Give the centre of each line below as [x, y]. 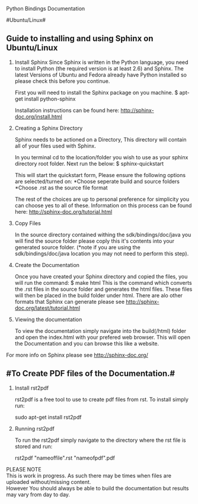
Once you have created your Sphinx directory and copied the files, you [101, 276]
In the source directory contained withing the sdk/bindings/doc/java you [103, 235]
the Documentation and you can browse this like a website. [87, 344]
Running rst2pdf [34, 428]
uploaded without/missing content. [49, 481]
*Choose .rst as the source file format [61, 187]
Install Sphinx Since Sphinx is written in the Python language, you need [101, 62]
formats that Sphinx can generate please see [70, 301]
